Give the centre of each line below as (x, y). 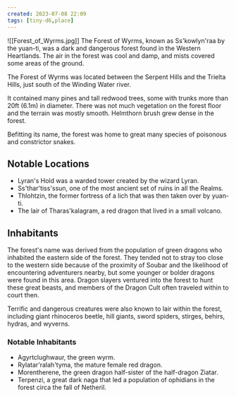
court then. (24, 295)
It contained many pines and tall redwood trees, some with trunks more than (118, 98)
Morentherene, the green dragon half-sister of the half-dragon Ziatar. (118, 372)
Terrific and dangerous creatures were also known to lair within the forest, (115, 309)
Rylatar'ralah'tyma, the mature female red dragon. (90, 365)
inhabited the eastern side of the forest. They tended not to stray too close (116, 258)
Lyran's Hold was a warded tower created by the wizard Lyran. (108, 181)
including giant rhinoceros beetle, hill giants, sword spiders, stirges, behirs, (116, 316)
